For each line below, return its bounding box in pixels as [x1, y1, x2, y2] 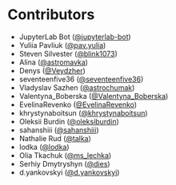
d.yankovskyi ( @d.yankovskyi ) [18, 167, 120, 177]
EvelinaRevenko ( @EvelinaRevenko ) [18, 100, 138, 109]
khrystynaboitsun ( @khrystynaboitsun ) [18, 108, 149, 117]
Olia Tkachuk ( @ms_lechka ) [18, 150, 112, 160]
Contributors [7, 6, 95, 24]
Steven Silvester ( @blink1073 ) [18, 49, 118, 58]
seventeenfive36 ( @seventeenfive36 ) [18, 74, 144, 84]
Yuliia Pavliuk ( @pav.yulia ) [18, 40, 106, 49]
